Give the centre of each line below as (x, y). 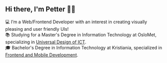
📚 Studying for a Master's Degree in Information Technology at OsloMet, (81, 35)
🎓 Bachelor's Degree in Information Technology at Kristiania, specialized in (84, 47)
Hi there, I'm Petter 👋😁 (40, 9)
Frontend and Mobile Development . (42, 55)
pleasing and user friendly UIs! (37, 29)
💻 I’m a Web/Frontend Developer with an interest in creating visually (76, 22)
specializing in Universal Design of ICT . (46, 42)
